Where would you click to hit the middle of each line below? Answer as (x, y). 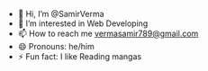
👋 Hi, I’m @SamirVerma (61, 14)
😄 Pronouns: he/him (56, 46)
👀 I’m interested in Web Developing (83, 23)
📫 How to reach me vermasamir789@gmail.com (108, 33)
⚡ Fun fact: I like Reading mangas (80, 57)
